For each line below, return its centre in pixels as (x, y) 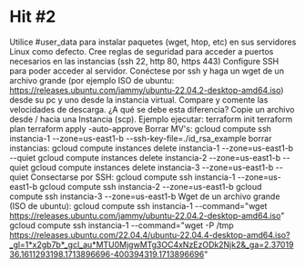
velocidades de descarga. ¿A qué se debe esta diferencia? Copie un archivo (152, 109)
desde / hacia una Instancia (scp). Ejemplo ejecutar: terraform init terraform (151, 119)
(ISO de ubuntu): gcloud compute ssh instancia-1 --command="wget (138, 205)
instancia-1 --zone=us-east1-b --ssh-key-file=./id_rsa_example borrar (141, 138)
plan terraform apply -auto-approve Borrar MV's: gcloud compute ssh (140, 128)
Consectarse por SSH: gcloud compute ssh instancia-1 (133, 177)
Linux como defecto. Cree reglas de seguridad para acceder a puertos (142, 51)
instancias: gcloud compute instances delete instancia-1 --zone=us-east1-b (152, 148)
